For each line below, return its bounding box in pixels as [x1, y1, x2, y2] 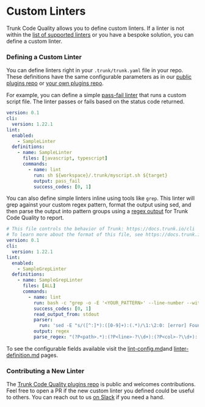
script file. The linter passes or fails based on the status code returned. [6, 98, 185, 105]
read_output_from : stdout [33, 311, 99, 317]
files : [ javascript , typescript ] [22, 155, 108, 161]
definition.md [6, 351, 40, 359]
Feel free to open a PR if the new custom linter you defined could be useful [6, 387, 195, 395]
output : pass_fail [33, 178, 81, 184]
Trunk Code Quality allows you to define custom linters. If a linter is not [6, 24, 184, 32]
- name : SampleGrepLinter [17, 277, 84, 284]
